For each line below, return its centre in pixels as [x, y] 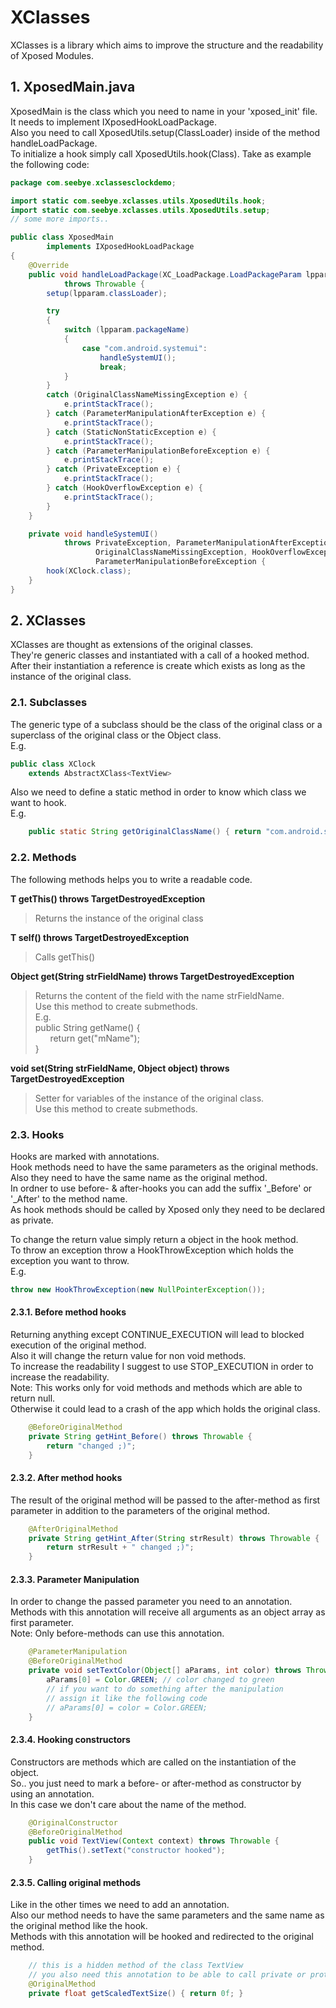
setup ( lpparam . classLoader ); [107, 293]
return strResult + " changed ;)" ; [120, 1547]
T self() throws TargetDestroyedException [100, 937]
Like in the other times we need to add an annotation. [120, 1905]
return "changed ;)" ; [91, 1446]
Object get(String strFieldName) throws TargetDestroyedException [152, 976]
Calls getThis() [65, 957]
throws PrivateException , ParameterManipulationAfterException [198, 543]
